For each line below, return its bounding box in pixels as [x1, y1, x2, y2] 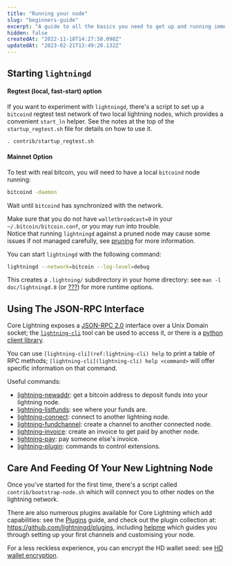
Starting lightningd [7, 68, 92, 79]
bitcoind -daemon [7, 188, 57, 195]
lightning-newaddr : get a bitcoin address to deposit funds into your [17, 391, 209, 399]
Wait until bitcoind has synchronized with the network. [7, 201, 164, 209]
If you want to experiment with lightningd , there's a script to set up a [7, 102, 204, 110]
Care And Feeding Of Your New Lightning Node [7, 462, 213, 474]
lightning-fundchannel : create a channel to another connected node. [17, 420, 213, 429]
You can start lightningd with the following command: [7, 250, 162, 258]
